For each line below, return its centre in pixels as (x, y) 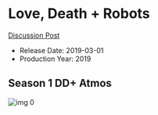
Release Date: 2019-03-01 (61, 50)
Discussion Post (34, 35)
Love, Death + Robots (79, 14)
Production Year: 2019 (55, 59)
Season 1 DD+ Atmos (60, 83)
